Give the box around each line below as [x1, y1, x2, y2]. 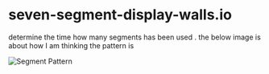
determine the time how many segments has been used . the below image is [8, 32, 262, 42]
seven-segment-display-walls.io [8, 6, 232, 24]
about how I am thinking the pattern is [8, 40, 134, 50]
